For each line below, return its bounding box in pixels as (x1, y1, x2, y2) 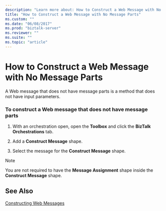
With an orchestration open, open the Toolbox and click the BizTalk (12, 123, 151, 129)
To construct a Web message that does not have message (5, 105, 148, 112)
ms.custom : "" (5, 16, 35, 21)
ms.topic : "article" (5, 40, 48, 45)
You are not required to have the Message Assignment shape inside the (5, 167, 154, 173)
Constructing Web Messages (5, 200, 65, 206)
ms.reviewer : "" (5, 30, 39, 35)
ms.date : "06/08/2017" (5, 21, 52, 26)
